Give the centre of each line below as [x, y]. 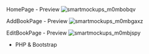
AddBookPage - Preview [37, 21]
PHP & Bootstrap [36, 45]
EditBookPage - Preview [36, 33]
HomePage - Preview [33, 9]
